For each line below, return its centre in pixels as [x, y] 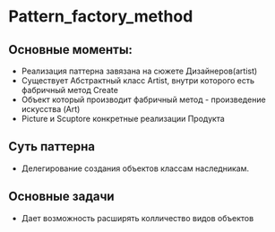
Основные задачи [61, 197]
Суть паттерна [52, 146]
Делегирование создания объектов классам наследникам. [135, 168]
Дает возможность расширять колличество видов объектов [137, 218]
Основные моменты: [71, 50]
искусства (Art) [51, 109]
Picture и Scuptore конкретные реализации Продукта [123, 119]
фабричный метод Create [69, 90]
